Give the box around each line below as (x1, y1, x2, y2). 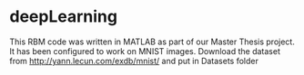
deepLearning (9, 6, 118, 27)
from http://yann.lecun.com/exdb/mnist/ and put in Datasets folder (9, 55, 259, 66)
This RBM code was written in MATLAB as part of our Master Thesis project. (9, 36, 296, 47)
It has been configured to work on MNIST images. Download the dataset (9, 45, 280, 56)
